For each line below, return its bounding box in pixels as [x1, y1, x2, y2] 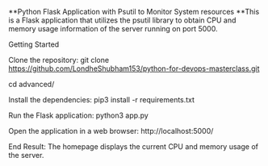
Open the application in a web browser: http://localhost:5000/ [8, 127, 214, 135]
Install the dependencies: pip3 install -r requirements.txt [8, 95, 195, 104]
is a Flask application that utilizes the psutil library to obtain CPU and [8, 15, 237, 25]
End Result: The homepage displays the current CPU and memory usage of [8, 142, 258, 151]
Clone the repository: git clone [8, 56, 110, 64]
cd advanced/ [8, 80, 55, 89]
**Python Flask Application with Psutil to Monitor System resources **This [8, 7, 260, 16]
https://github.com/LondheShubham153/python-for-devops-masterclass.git [8, 64, 260, 73]
